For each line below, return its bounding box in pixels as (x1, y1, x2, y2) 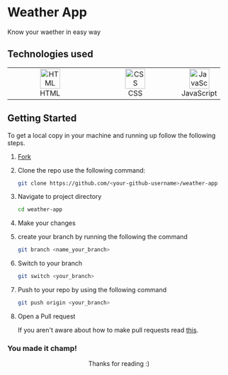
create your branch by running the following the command (17, 233, 188, 241)
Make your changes (17, 219, 76, 227)
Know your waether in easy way (7, 28, 101, 36)
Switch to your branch (17, 259, 83, 267)
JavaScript (181, 88, 217, 98)
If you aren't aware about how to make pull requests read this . (17, 325, 199, 334)
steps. (7, 139, 25, 147)
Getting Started (7, 112, 77, 125)
